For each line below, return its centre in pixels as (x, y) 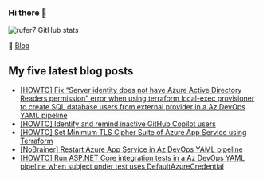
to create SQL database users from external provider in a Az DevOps (132, 107)
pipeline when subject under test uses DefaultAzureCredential (122, 166)
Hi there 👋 (28, 13)
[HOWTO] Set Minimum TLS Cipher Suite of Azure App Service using (133, 133)
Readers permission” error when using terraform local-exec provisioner (137, 98)
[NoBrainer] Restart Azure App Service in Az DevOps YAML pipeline (131, 149)
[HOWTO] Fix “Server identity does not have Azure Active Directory (131, 90)
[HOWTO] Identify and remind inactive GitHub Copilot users (118, 124)
